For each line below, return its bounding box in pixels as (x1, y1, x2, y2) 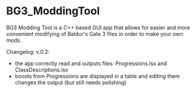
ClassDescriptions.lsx (14, 66, 69, 73)
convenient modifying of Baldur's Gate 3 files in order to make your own (6, 30, 183, 37)
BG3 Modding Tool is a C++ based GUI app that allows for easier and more (6, 24, 190, 31)
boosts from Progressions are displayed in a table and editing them (14, 72, 180, 79)
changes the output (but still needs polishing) (14, 79, 127, 86)
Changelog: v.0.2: (6, 48, 50, 55)
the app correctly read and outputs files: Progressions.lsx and (14, 60, 167, 67)
